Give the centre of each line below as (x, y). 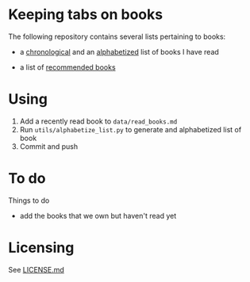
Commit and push (49, 146)
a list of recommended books (68, 67)
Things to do (29, 200)
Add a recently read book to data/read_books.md (98, 121)
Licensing (41, 248)
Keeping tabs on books (86, 15)
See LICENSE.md (37, 269)
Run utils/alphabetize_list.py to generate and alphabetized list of (131, 129)
